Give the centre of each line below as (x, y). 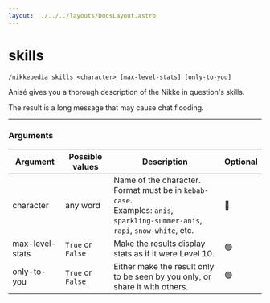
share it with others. (151, 286)
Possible (86, 156)
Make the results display (160, 244)
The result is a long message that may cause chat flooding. (106, 107)
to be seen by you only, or (162, 276)
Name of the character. (157, 180)
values (85, 166)
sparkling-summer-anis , (158, 220)
